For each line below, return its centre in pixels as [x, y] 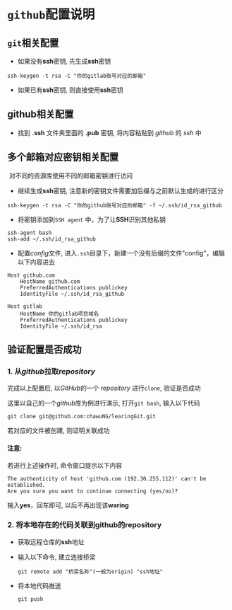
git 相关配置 [33, 43]
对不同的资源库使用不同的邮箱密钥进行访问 [71, 175]
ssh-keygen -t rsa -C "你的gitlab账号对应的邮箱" [77, 76]
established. [26, 485]
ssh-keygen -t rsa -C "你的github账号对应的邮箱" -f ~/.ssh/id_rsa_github [115, 205]
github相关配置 [41, 114]
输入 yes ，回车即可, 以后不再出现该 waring [68, 505]
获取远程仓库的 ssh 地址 [51, 541]
